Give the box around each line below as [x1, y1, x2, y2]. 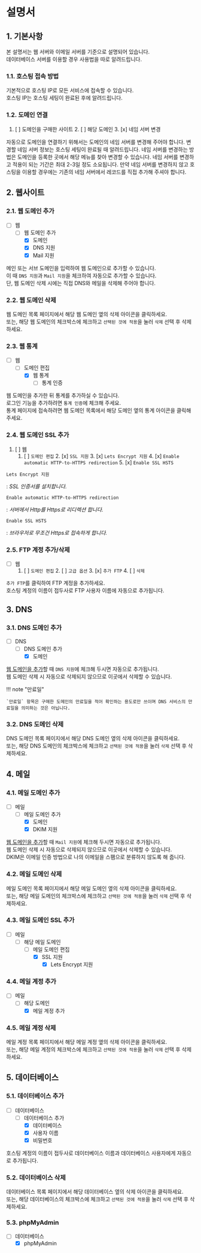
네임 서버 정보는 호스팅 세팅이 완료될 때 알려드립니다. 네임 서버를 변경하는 [17, 146, 188, 153]
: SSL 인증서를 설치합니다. [6, 483, 67, 490]
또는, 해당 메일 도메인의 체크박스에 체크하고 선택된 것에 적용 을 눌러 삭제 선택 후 [6, 892, 185, 899]
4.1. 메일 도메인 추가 [6, 788, 60, 797]
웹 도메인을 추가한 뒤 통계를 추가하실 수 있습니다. [6, 392, 120, 399]
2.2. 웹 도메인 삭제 [6, 296, 56, 304]
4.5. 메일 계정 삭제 [6, 1024, 56, 1032]
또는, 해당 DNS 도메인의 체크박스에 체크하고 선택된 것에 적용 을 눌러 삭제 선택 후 [6, 742, 187, 749]
